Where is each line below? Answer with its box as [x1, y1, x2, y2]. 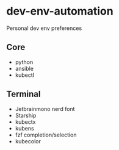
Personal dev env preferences [6, 24, 82, 32]
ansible [15, 65, 34, 72]
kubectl [15, 71, 35, 79]
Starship [15, 112, 37, 119]
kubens [15, 124, 35, 132]
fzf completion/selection [15, 131, 78, 138]
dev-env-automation [6, 4, 114, 18]
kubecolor [15, 137, 41, 145]
